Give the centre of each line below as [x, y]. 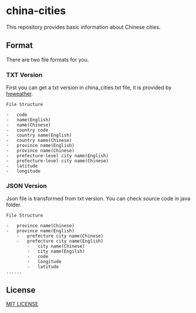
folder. [14, 205]
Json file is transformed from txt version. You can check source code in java [98, 199]
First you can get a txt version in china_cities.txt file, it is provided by [89, 88]
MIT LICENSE [22, 304]
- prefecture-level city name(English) [58, 156]
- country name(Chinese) [39, 141]
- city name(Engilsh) [56, 251]
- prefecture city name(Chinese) [60, 236]
